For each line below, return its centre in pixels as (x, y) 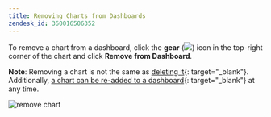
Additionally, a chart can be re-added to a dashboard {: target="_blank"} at (132, 80)
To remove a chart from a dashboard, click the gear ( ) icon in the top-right (136, 47)
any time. (24, 89)
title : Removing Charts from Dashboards (77, 16)
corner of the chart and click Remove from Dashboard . (100, 56)
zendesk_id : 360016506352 (52, 23)
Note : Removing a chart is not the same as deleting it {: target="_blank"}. (129, 71)
